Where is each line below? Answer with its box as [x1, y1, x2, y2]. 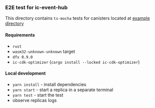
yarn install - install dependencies [12, 81, 86, 87]
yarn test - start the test [12, 92, 63, 98]
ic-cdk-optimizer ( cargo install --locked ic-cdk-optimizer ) [12, 59, 140, 65]
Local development [5, 70, 46, 76]
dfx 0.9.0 [12, 54, 33, 60]
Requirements [5, 32, 35, 38]
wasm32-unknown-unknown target [12, 48, 76, 54]
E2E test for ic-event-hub [5, 4, 68, 11]
